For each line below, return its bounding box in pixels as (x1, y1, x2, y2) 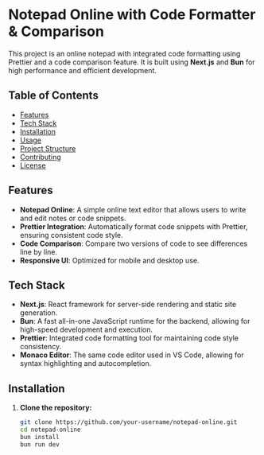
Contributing (19, 152, 61, 161)
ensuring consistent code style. (19, 230, 123, 239)
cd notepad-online (19, 426, 81, 434)
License (19, 161, 46, 170)
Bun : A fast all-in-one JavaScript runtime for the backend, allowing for (19, 317, 250, 326)
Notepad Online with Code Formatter (8, 6, 256, 24)
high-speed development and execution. (19, 325, 153, 335)
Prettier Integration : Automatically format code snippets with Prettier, (19, 221, 248, 231)
